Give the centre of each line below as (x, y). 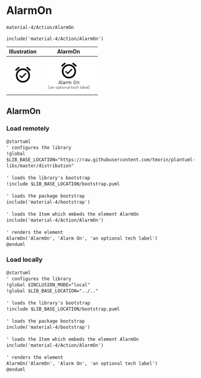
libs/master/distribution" (40, 166)
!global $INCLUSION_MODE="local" (48, 285)
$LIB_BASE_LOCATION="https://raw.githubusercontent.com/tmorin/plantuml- (101, 160)
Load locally (24, 259)
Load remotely (28, 128)
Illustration (23, 51)
